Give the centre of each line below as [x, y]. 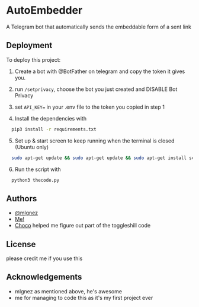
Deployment [29, 45]
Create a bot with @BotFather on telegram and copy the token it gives [100, 71]
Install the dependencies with [51, 118]
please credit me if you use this [44, 258]
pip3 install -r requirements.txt [54, 129]
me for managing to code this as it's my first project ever [84, 297]
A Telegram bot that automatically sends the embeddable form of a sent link [99, 27]
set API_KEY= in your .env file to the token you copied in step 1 [89, 107]
